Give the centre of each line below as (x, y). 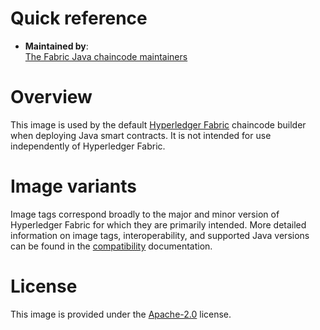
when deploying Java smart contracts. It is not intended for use (141, 135)
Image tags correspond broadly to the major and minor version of (145, 214)
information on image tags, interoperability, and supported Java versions (160, 235)
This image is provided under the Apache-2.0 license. (121, 314)
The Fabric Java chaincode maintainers (106, 56)
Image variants (73, 186)
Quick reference (79, 18)
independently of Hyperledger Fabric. (88, 146)
